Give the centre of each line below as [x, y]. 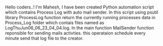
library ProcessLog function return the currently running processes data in [80, 17]
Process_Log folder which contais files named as [55, 23]
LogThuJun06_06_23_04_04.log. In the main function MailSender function [80, 28]
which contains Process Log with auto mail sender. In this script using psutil [82, 12]
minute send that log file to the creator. [44, 38]
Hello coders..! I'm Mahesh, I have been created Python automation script [80, 7]
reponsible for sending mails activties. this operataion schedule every [75, 33]
